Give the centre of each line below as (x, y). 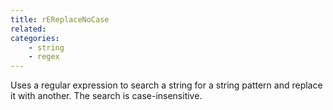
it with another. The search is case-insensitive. (106, 96)
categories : (35, 38)
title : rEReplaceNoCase (60, 19)
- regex (44, 57)
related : (28, 29)
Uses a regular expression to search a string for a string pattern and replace (166, 85)
